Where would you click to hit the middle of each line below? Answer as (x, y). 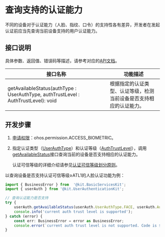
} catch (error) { (24, 216)
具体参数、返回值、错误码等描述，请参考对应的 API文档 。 (62, 61)
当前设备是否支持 (130, 98)
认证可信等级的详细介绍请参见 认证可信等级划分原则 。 (66, 165)
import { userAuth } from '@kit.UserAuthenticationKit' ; (65, 189)
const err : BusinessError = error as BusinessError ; (69, 221)
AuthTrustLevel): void (32, 101)
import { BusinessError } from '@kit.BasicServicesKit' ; (66, 185)
